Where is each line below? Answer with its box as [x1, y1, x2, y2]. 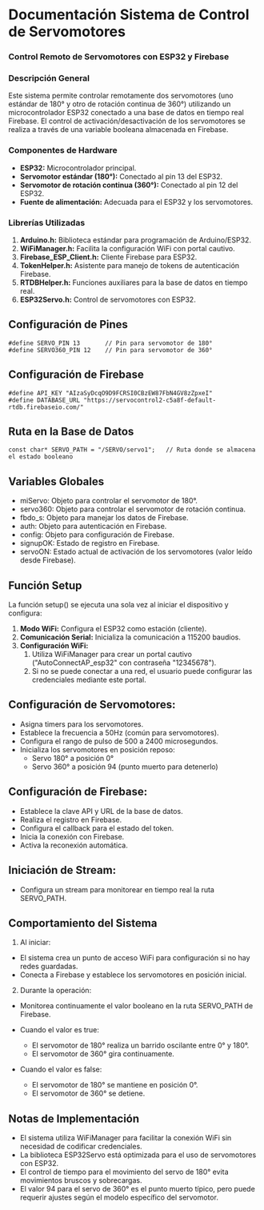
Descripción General [8, 73, 90, 84]
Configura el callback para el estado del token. [19, 823, 174, 833]
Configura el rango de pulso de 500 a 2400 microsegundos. [19, 736, 218, 746]
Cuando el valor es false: [19, 1064, 102, 1074]
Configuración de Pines [8, 318, 128, 331]
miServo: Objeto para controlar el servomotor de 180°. [19, 496, 198, 506]
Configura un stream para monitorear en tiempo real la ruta [19, 884, 214, 894]
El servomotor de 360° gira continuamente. [31, 1049, 174, 1059]
